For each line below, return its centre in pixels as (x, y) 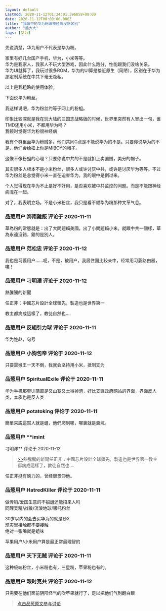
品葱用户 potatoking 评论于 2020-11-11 (51, 411)
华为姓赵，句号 (20, 339)
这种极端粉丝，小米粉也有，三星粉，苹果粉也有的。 (57, 567)
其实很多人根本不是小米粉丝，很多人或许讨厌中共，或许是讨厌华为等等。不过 (83, 169)
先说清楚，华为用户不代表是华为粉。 (42, 47)
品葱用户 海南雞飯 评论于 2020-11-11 (48, 216)
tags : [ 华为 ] (18, 33)
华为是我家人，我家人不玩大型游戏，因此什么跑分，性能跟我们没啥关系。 (79, 64)
